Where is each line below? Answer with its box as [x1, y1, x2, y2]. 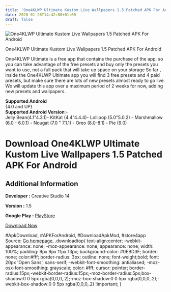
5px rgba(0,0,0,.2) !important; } [56, 281, 122, 287]
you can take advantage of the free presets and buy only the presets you [5, 62, 158, 68]
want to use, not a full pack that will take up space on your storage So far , [5, 67, 161, 73]
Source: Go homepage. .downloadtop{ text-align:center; [5, 238, 123, 244]
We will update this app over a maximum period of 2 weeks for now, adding [5, 83, 163, 89]
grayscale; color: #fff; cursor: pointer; [49, 265, 128, 271]
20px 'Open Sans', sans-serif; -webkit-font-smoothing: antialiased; [5, 259, 146, 266]
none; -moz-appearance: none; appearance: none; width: [33, 243, 154, 249]
